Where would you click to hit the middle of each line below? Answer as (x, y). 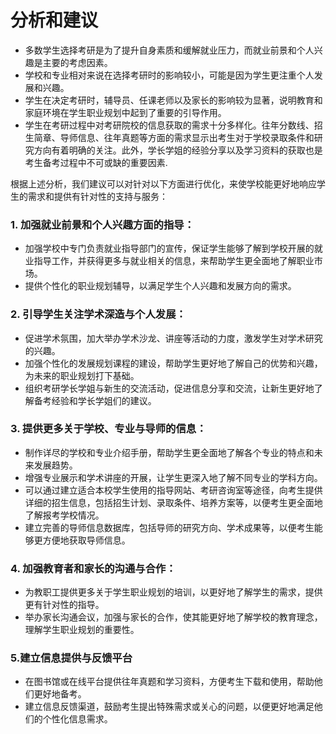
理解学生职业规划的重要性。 (82, 630)
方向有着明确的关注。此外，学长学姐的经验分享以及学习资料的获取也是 (178, 150)
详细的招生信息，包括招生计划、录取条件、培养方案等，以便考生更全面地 (173, 502)
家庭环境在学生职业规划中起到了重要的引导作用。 (125, 112)
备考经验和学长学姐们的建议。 (95, 400)
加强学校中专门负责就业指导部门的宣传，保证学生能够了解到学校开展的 (169, 248)
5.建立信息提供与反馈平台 (71, 658)
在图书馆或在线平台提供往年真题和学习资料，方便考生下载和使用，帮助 (169, 682)
